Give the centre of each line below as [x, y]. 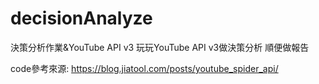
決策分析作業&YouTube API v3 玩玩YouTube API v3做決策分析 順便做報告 [160, 47]
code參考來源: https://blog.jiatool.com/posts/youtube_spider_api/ [144, 68]
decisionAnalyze [81, 18]
